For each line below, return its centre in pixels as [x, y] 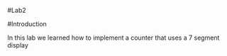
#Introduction [27, 24]
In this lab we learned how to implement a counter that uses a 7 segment [113, 38]
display [18, 45]
